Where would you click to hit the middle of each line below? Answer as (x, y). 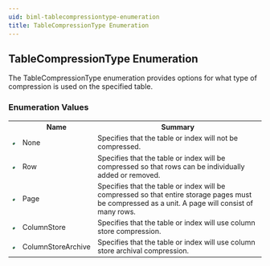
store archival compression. (143, 251)
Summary (178, 127)
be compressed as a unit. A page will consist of (176, 203)
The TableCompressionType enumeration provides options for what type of (133, 78)
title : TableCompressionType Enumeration (79, 25)
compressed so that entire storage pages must (175, 194)
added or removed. (129, 175)
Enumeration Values (49, 107)
